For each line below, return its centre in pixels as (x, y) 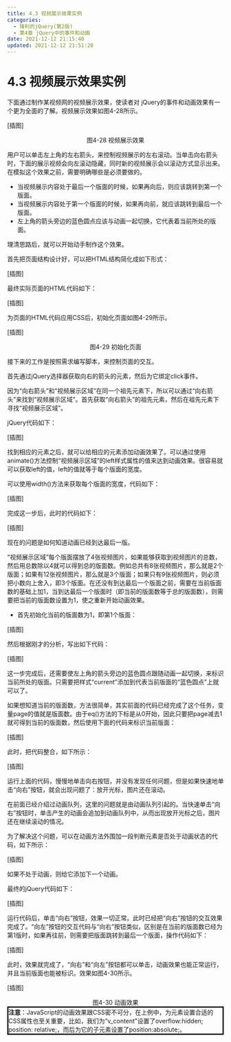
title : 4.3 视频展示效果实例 (45, 13)
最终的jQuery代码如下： (41, 888)
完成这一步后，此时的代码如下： (52, 513)
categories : (24, 20)
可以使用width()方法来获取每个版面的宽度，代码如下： (84, 484)
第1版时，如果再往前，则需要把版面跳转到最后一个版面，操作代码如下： (108, 935)
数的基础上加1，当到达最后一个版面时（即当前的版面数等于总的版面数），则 (112, 591)
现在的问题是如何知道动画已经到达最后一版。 (70, 542)
